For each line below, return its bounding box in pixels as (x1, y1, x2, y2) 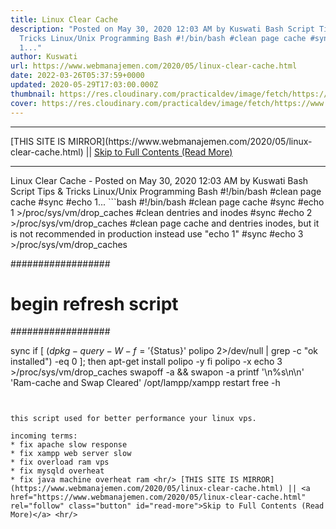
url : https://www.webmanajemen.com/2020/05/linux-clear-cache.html (10, 61, 298, 71)
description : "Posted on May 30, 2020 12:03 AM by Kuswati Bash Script (10, 24, 315, 34)
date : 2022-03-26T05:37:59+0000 (10, 71, 145, 81)
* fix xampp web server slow (10, 449, 132, 459)
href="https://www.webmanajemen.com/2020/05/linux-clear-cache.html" (10, 492, 307, 503)
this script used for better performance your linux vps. (10, 414, 257, 424)
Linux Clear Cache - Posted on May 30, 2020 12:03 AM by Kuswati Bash (10, 174, 309, 186)
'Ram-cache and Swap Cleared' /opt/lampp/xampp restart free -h (10, 377, 281, 389)
